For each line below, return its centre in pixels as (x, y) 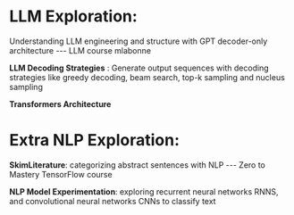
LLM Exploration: (74, 17)
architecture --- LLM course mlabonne (80, 50)
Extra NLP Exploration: (95, 141)
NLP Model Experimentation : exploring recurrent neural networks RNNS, (144, 191)
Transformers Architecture (60, 103)
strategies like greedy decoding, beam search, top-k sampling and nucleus (147, 77)
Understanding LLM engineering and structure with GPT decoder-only (139, 41)
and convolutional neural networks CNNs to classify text (113, 201)
